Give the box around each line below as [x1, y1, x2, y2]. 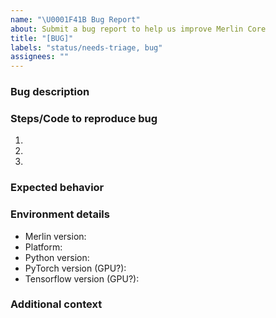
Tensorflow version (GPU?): [24, 272, 140, 285]
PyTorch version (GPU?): [24, 262, 127, 274]
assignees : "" [10, 52, 70, 62]
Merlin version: [24, 230, 87, 242]
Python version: [24, 251, 90, 263]
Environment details [10, 207, 110, 221]
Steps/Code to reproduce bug [10, 111, 158, 125]
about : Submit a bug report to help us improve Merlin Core [10, 24, 267, 34]
